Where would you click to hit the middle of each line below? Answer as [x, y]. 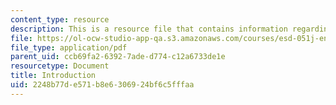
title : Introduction [53, 76]
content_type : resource [60, 19]
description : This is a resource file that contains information [149, 29]
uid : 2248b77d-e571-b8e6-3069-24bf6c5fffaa [102, 85]
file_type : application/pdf [69, 47]
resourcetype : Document [60, 66]
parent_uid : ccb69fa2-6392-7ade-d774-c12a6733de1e [118, 57]
